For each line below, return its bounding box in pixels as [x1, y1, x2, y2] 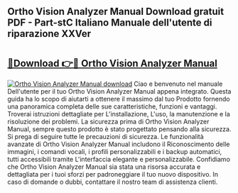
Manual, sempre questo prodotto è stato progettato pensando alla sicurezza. [7, 125, 232, 133]
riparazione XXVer [7, 28, 92, 40]
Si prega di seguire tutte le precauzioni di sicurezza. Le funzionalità [7, 133, 204, 140]
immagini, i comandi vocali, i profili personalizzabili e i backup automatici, [7, 148, 222, 155]
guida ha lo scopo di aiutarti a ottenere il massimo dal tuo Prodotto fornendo [7, 95, 230, 103]
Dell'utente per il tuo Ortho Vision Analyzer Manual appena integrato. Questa [7, 87, 232, 95]
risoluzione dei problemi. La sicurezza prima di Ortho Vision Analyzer [7, 117, 210, 126]
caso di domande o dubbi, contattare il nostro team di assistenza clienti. [7, 177, 218, 186]
